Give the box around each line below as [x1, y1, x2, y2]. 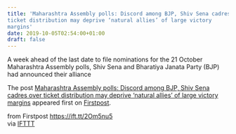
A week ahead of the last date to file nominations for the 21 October [7, 55, 203, 64]
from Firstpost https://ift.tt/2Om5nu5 [7, 112, 113, 121]
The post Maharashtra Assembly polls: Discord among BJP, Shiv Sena [7, 84, 210, 92]
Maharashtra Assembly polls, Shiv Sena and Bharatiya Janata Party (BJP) [7, 63, 220, 71]
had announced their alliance [7, 70, 91, 79]
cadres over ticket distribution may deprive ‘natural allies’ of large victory [7, 91, 219, 100]
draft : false [7, 36, 46, 43]
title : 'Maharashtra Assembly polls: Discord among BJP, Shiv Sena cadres [7, 10, 231, 17]
